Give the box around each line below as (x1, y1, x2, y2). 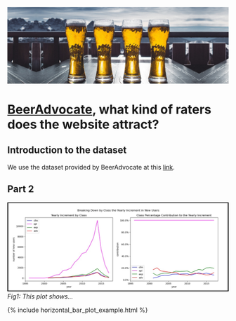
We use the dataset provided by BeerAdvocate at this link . (7, 163, 176, 171)
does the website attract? (7, 116, 159, 132)
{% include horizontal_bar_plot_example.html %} (7, 306, 149, 315)
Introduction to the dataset (7, 144, 127, 156)
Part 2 (7, 183, 34, 196)
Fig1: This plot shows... (7, 292, 74, 301)
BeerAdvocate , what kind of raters (7, 102, 212, 117)
